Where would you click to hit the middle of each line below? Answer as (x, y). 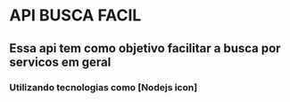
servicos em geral (60, 62)
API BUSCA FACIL (75, 16)
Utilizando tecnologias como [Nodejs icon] (104, 87)
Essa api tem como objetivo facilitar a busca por (145, 48)
